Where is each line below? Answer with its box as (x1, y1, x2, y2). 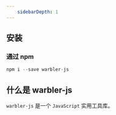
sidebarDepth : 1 (17, 8, 59, 15)
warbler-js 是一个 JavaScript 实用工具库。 (6, 102, 114, 109)
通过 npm (6, 52, 35, 61)
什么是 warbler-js (6, 85, 73, 95)
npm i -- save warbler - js (6, 67, 69, 73)
